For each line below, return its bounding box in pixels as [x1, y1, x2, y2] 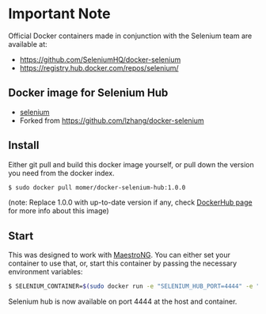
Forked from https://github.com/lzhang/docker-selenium [19, 116, 204, 125]
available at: [8, 39, 47, 48]
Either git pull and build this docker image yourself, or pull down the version [8, 159, 255, 169]
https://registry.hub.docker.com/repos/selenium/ [19, 63, 179, 72]
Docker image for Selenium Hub [8, 86, 169, 100]
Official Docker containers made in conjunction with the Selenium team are [8, 31, 253, 40]
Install [8, 139, 40, 152]
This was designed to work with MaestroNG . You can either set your [8, 251, 231, 260]
